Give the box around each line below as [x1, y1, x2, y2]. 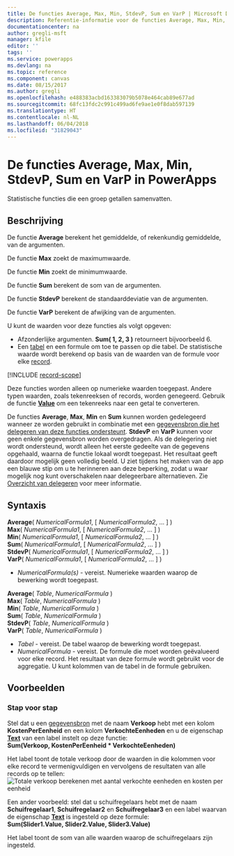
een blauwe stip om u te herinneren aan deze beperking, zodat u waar [7, 465, 209, 473]
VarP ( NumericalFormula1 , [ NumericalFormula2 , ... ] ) [7, 554, 162, 563]
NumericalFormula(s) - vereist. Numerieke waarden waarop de [17, 568, 198, 577]
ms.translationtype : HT [7, 107, 77, 114]
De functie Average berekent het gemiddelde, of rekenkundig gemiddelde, [7, 233, 221, 242]
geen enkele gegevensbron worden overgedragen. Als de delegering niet [7, 435, 217, 443]
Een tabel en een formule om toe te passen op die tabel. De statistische [17, 343, 223, 351]
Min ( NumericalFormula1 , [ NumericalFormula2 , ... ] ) [7, 532, 159, 540]
